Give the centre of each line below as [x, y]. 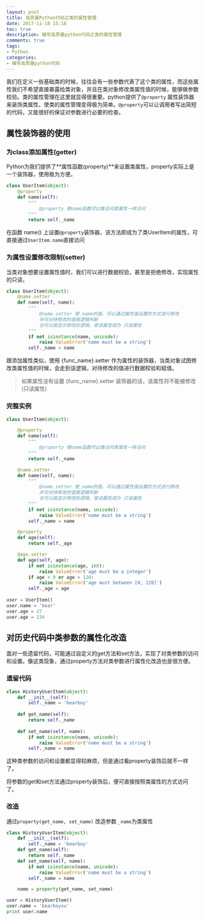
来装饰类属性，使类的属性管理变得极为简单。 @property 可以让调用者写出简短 [102, 104]
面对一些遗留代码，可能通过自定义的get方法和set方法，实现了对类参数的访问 [103, 654]
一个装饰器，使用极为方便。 [41, 174]
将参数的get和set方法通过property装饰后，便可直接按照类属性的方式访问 [97, 781]
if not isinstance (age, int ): [67, 566]
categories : [21, 58]
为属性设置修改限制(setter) [46, 258]
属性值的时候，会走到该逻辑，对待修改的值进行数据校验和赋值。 [97, 368]
